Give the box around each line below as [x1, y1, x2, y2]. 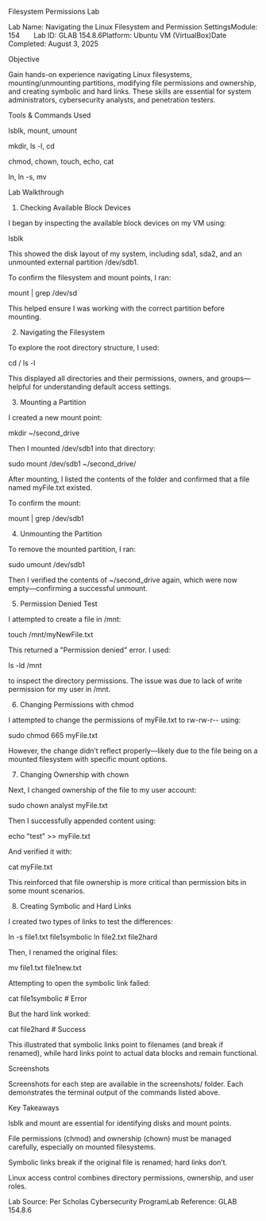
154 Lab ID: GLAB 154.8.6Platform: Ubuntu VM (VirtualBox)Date [8, 31, 227, 40]
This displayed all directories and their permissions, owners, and [8, 373, 219, 383]
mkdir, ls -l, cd [8, 141, 56, 150]
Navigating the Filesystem [19, 327, 106, 337]
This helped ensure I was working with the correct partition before [8, 303, 225, 313]
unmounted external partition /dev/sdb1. [8, 257, 139, 267]
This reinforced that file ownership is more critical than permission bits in [8, 878, 247, 887]
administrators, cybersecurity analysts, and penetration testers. [8, 95, 216, 104]
